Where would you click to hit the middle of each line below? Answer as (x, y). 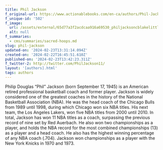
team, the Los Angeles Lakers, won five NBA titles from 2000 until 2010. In (79, 112)
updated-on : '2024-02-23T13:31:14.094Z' (47, 50)
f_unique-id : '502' (25, 18)
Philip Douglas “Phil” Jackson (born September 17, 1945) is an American (77, 86)
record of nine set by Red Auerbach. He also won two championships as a (79, 122)
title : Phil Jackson (26, 9)
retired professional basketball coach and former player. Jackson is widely (79, 92)
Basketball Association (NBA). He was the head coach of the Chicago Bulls (80, 102)
